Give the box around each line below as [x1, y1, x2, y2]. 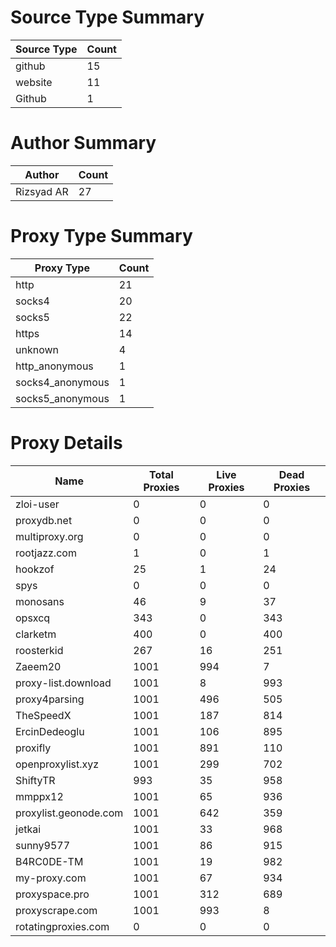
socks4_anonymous [15, 375, 110, 389]
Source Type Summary [10, 6, 205, 29]
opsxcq [15, 611, 51, 625]
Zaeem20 [15, 659, 62, 673]
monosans [15, 594, 65, 608]
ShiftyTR [15, 773, 56, 787]
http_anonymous [15, 359, 94, 373]
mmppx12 [15, 789, 64, 803]
